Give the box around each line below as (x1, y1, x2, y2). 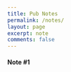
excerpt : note (7, 29, 49, 37)
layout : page (7, 23, 46, 30)
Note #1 (7, 57, 30, 66)
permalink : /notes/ (7, 17, 65, 24)
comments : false (7, 36, 55, 43)
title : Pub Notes (7, 10, 58, 17)
